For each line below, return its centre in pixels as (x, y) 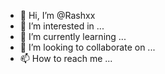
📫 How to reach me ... (66, 58)
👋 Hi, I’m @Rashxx (57, 15)
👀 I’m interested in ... (62, 26)
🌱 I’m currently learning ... (73, 36)
